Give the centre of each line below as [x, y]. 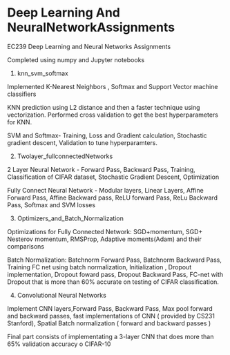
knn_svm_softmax [43, 73]
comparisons [26, 246]
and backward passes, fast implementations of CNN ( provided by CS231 [111, 316]
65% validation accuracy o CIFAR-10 [59, 344]
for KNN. [20, 122]
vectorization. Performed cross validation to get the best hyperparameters [113, 115]
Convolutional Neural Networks [62, 295]
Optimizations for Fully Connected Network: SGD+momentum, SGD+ [105, 231]
